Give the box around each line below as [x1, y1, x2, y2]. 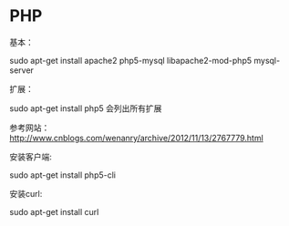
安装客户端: [9, 151, 53, 162]
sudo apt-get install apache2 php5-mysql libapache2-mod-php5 [9, 55, 253, 66]
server [9, 65, 35, 76]
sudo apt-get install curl [9, 206, 99, 217]
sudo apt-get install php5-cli [9, 169, 117, 180]
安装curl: [9, 188, 43, 199]
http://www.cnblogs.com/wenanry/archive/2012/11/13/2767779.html [9, 132, 264, 143]
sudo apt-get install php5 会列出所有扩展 [9, 102, 162, 114]
